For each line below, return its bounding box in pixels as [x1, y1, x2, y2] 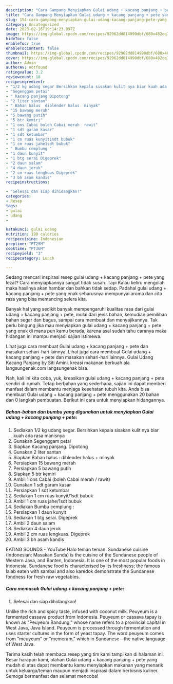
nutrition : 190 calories [6, 232, 59, 237]
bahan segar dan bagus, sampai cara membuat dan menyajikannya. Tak [6, 317, 158, 323]
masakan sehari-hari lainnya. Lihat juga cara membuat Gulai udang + [6, 349, 151, 355]
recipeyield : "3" [6, 250, 43, 256]
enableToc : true [6, 41, 41, 46]
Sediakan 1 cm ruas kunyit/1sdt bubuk [13, 493, 93, 499]
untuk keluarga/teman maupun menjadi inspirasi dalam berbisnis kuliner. [6, 668, 159, 674]
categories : [6, 194, 31, 199]
